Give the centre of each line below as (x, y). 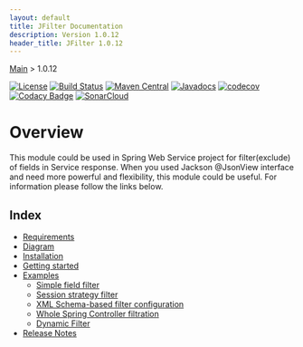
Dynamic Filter (63, 323)
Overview (47, 133)
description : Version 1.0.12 (64, 34)
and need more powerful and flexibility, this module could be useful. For (143, 177)
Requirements (48, 237)
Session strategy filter (77, 294)
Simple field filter (67, 285)
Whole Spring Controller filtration (98, 314)
